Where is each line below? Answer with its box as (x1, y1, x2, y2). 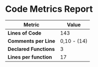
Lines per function (7, 53, 52, 60)
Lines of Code (7, 30, 41, 36)
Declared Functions (7, 45, 55, 52)
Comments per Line (7, 37, 56, 44)
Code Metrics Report (5, 3, 93, 15)
